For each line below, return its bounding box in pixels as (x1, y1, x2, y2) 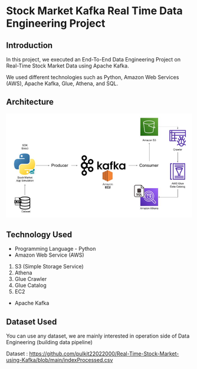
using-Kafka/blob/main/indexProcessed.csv (6, 356, 113, 363)
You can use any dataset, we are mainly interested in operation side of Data (6, 332, 190, 339)
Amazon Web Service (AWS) (14, 251, 84, 258)
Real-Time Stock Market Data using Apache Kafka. (6, 62, 129, 69)
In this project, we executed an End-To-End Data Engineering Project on (6, 56, 181, 63)
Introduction (6, 40, 53, 50)
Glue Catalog (14, 282, 47, 289)
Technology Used (6, 229, 73, 239)
